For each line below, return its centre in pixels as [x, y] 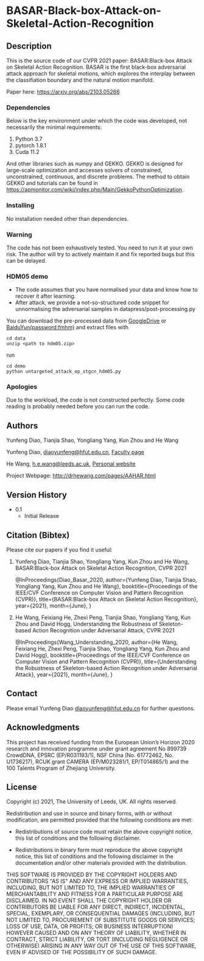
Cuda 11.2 [27, 152]
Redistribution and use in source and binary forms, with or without [89, 814]
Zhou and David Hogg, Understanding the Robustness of [86, 624]
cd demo [16, 366]
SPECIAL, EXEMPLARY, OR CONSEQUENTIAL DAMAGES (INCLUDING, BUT [101, 914]
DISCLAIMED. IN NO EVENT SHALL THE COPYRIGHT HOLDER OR [89, 901]
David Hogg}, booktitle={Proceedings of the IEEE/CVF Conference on [102, 655]
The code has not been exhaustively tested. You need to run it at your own [100, 248]
